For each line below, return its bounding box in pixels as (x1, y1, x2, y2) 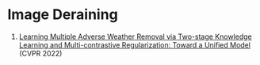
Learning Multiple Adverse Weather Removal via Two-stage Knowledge (18, 32, 252, 41)
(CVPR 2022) (18, 48, 63, 58)
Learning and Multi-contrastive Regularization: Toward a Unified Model (18, 40, 251, 49)
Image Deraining (7, 6, 118, 24)
